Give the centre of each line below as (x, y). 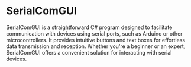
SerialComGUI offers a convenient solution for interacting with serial (89, 52)
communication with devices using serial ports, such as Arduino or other (94, 33)
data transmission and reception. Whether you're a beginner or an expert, (96, 46)
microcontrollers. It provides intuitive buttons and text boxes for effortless (96, 40)
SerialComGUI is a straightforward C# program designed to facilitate (89, 27)
